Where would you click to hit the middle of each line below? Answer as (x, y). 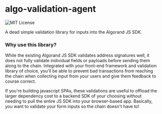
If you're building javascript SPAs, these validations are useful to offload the (81, 91)
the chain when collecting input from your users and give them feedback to (81, 76)
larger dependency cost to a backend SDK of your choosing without (73, 96)
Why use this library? (31, 45)
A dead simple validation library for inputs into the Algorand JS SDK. (74, 32)
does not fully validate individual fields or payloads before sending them (78, 61)
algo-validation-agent (51, 9)
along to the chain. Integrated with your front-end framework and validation (81, 66)
